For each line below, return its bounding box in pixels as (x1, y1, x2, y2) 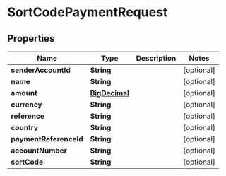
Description (136, 54, 177, 63)
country (11, 123, 39, 132)
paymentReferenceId (11, 134, 83, 143)
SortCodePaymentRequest (7, 4, 168, 20)
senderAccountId (11, 65, 71, 75)
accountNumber (11, 146, 67, 156)
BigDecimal (90, 88, 129, 98)
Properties (7, 33, 55, 45)
